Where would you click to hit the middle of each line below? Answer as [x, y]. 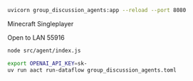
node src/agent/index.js [44, 50]
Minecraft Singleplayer [41, 23]
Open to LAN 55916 [36, 37]
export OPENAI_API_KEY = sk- [47, 63]
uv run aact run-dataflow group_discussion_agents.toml [92, 70]
